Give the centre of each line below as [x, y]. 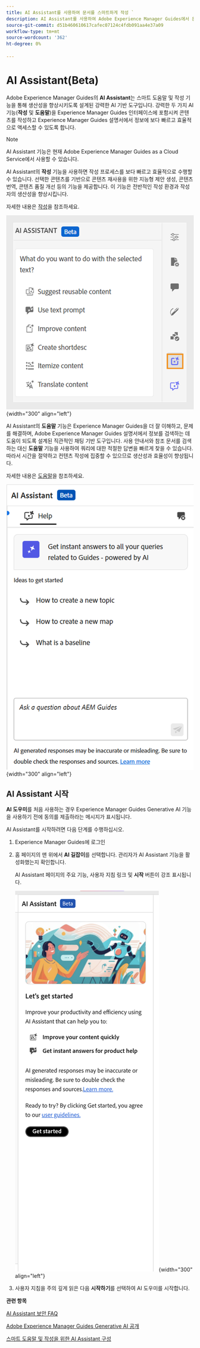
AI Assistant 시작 [37, 794]
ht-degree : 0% [24, 44]
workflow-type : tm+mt [33, 32]
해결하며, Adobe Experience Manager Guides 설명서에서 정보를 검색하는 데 [101, 433]
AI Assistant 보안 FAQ [32, 1313]
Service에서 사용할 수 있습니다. [43, 159]
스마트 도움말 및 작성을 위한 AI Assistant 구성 [59, 1339]
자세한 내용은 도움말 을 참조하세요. [45, 475]
